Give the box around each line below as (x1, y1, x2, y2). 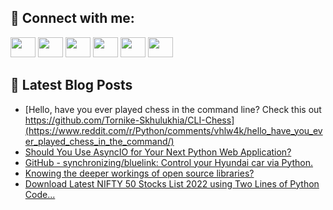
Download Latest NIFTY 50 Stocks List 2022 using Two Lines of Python (24, 177, 320, 190)
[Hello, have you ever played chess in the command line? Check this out (24, 103, 322, 115)
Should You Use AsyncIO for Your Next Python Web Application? (24, 146, 292, 158)
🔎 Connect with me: (10, 10, 135, 27)
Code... (24, 188, 56, 200)
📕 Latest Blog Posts (10, 77, 133, 94)
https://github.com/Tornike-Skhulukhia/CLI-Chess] (24, 114, 235, 126)
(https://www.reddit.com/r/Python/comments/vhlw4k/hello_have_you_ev (24, 124, 323, 136)
